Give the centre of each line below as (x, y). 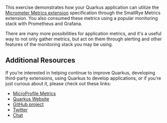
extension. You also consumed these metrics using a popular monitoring (81, 18)
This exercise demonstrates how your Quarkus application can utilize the (82, 7)
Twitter (20, 110)
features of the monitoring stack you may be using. (59, 44)
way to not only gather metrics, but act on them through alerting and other (84, 39)
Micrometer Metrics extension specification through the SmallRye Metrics (83, 13)
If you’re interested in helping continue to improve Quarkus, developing (80, 72)
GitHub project (28, 104)
